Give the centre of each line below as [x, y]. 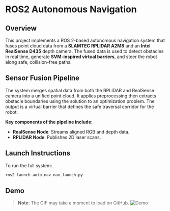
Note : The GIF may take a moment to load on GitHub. [73, 203]
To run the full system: [29, 165]
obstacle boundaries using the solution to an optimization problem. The [80, 101]
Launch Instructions [38, 153]
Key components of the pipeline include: [49, 122]
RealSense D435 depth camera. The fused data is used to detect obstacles [84, 51]
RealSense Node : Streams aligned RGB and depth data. [71, 131]
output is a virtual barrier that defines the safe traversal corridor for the [80, 107]
